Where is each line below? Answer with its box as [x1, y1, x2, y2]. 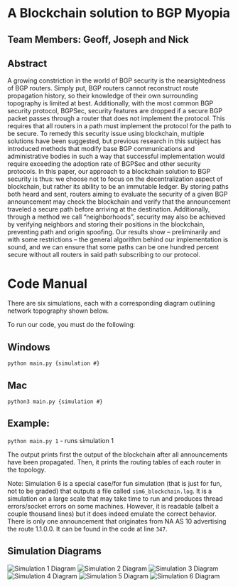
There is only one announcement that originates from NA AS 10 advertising [7, 516, 227, 525]
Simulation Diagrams [7, 545, 102, 557]
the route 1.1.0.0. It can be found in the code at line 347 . [7, 524, 168, 533]
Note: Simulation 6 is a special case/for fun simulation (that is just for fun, [7, 479, 222, 487]
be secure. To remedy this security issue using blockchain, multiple [7, 130, 205, 138]
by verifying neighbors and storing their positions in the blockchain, [7, 220, 205, 229]
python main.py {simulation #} [7, 360, 100, 368]
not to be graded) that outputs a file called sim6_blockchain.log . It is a [7, 487, 212, 495]
